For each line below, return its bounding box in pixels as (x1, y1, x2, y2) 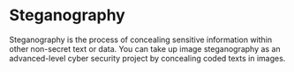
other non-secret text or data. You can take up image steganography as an (9, 43, 281, 54)
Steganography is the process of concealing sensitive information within (9, 34, 272, 45)
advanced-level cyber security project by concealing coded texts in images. (9, 53, 286, 63)
